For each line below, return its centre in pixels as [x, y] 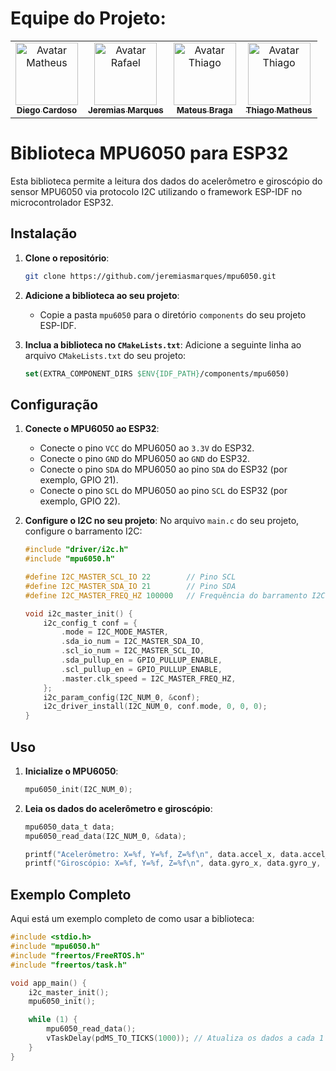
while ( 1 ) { [53, 1020]
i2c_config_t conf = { [90, 623]
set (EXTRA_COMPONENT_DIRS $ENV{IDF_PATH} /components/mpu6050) [157, 373]
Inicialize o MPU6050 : [71, 771]
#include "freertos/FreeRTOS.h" [77, 955]
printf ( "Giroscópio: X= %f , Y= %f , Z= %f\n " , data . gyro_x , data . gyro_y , [173, 863]
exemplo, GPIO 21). [79, 480]
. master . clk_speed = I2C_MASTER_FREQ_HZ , [149, 678]
